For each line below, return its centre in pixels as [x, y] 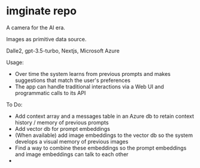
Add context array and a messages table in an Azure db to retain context [104, 116]
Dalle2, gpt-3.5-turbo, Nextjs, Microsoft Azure [63, 51]
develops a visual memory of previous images [72, 141]
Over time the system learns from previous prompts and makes [93, 74]
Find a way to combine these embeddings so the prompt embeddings [101, 148]
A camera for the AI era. [36, 28]
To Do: [14, 104]
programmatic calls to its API [50, 93]
